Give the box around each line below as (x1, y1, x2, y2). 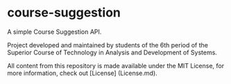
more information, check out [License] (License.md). (7, 69, 157, 77)
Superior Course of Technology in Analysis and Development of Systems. (7, 48, 217, 56)
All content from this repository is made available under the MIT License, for (7, 61, 224, 70)
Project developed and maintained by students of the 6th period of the (7, 41, 209, 49)
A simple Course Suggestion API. (7, 28, 102, 36)
